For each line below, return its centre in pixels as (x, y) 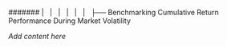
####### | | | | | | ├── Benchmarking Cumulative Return (113, 12)
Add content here (37, 36)
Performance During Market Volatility (69, 21)
